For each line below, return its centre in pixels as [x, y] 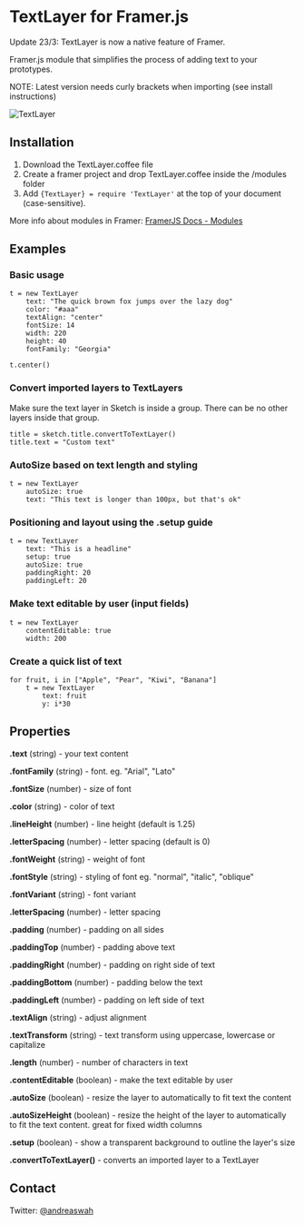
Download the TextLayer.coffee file [88, 164]
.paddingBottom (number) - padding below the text [106, 982]
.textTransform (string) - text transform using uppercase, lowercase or [142, 1035]
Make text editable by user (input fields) [99, 604]
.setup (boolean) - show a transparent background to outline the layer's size [152, 1142]
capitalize [27, 1044]
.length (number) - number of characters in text [99, 1062]
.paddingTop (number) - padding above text [92, 947]
